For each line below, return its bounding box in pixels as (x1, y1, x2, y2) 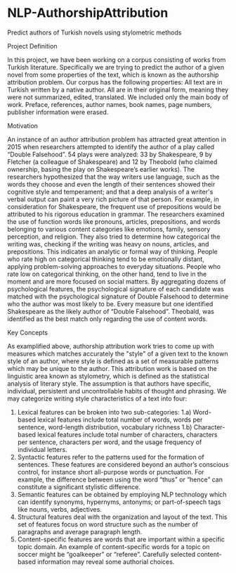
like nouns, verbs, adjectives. (17, 505, 102, 513)
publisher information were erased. (7, 108, 109, 116)
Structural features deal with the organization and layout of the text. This (17, 512, 228, 521)
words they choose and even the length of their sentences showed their (7, 180, 216, 188)
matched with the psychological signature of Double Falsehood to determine (7, 292, 229, 301)
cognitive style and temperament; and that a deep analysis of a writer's (7, 187, 214, 196)
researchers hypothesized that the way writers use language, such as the (7, 172, 220, 181)
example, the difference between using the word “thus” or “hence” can (17, 475, 223, 484)
